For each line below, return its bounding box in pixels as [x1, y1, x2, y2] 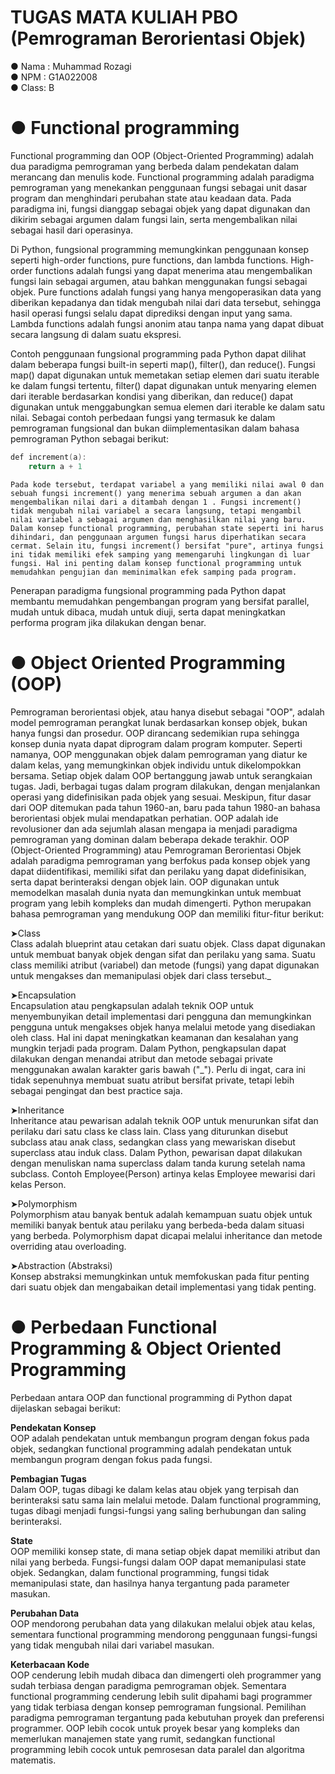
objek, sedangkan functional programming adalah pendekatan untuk [10, 1442, 292, 1455]
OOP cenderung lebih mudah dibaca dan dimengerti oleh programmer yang [10, 1669, 322, 1681]
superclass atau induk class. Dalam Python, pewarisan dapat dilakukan [10, 1146, 303, 1158]
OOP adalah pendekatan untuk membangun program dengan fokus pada [10, 1432, 310, 1444]
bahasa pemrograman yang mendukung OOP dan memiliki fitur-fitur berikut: [10, 907, 325, 920]
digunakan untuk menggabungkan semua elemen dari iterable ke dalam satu [10, 401, 326, 413]
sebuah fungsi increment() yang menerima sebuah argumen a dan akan [10, 488, 302, 498]
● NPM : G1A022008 [10, 71, 98, 83]
